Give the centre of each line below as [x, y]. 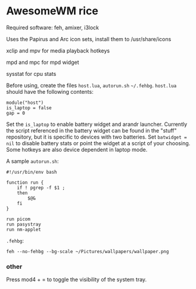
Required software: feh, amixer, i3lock [53, 27]
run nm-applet [24, 229]
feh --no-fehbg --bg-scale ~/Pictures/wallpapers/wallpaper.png [88, 251]
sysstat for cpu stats [31, 73]
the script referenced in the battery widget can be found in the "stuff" [91, 130]
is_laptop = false [29, 108]
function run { [25, 182]
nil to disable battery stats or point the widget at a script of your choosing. [98, 143]
